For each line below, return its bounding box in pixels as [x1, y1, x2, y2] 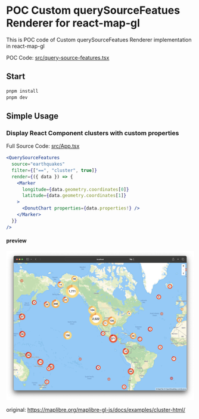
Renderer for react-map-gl [6, 16, 140, 30]
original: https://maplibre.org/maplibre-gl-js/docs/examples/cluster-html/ [6, 406, 186, 413]
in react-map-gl [6, 42, 45, 50]
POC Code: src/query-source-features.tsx [6, 54, 110, 61]
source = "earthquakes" [11, 161, 66, 168]
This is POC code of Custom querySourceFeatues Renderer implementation [6, 36, 192, 43]
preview [6, 237, 27, 244]
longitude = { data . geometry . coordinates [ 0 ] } [21, 186, 129, 192]
